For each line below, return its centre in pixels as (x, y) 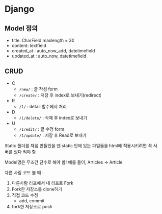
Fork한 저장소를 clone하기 (37, 189)
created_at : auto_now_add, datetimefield (53, 51)
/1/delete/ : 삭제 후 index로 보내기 (53, 118)
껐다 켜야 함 (25, 152)
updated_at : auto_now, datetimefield (49, 56)
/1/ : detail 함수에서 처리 (43, 106)
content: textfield (29, 46)
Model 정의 (21, 28)
